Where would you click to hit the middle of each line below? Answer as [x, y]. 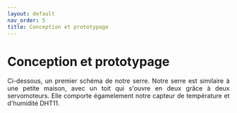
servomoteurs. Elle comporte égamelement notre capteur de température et [119, 96]
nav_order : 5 [26, 20]
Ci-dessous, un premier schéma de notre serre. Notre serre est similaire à [119, 81]
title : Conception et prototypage [58, 27]
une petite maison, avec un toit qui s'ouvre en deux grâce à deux [119, 88]
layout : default [31, 14]
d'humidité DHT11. [34, 103]
